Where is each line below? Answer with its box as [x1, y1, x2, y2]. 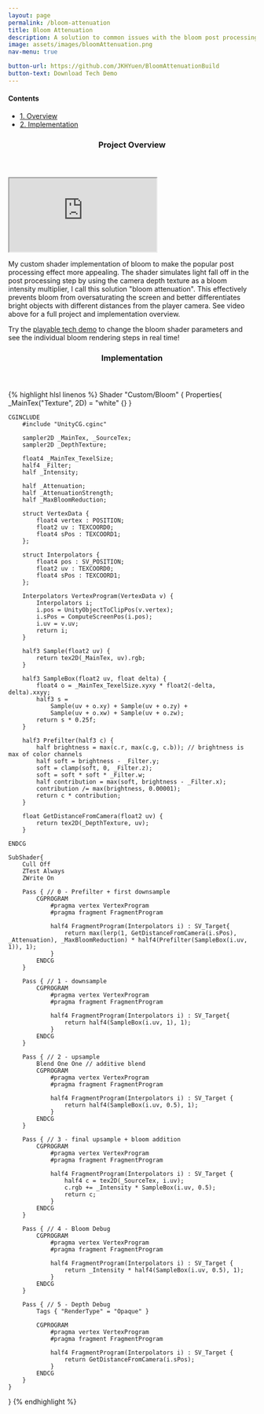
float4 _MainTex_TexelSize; [22, 454, 114, 462]
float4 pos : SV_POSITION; [36, 557, 125, 566]
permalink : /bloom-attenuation [8, 19, 111, 27]
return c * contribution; [36, 791, 122, 799]
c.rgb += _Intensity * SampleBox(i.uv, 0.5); [64, 1184, 216, 1192]
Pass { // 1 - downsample [22, 977, 108, 985]
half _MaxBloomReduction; [22, 496, 108, 504]
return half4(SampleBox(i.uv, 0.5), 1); [64, 1101, 199, 1109]
